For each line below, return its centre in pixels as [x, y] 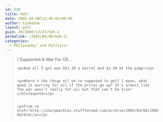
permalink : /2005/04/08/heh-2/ [37, 37]
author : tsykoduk [23, 23]
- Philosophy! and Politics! [39, 46]
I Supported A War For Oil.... [45, 59]
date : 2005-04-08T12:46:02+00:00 [39, 18]
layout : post [18, 28]
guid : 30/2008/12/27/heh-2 [32, 32]
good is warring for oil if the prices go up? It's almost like [83, 85]
